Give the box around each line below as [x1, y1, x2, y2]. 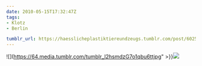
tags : [6, 14, 20, 20]
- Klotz [6, 20, 26, 26]
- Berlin [6, 25, 28, 32]
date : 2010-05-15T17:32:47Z [6, 8, 77, 15]
